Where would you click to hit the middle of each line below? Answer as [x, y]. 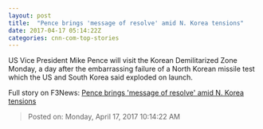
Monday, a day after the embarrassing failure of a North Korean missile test [131, 69]
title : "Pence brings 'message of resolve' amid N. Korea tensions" [126, 23]
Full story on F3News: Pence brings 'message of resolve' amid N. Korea [126, 93]
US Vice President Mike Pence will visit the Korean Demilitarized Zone [123, 61]
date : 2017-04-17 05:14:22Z [55, 30]
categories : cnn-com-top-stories [64, 38]
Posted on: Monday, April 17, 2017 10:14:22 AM [104, 117]
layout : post [30, 16]
